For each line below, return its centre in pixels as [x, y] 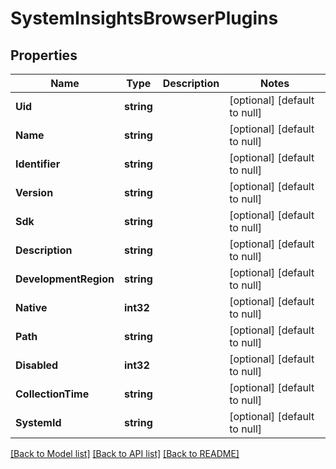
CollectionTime [52, 394]
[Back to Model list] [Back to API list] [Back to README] [125, 453]
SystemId [38, 422]
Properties [44, 55]
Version [34, 192]
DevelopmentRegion [65, 279]
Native [31, 307]
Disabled [37, 365]
